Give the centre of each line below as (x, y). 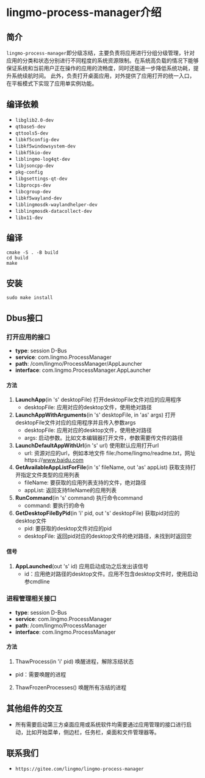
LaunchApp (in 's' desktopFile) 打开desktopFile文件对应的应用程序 (98, 400)
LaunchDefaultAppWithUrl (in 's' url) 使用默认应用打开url (87, 446)
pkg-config (29, 172)
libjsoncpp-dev (34, 166)
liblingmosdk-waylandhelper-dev (56, 205)
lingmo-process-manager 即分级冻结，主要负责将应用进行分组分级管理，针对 (101, 53)
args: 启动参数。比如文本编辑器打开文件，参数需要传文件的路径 (103, 438)
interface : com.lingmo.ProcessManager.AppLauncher (83, 370)
